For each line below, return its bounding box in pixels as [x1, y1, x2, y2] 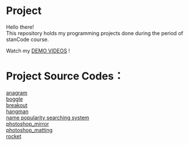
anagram [6, 89, 27, 96]
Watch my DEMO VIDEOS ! [6, 47, 70, 54]
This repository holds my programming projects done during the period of [6, 29, 184, 36]
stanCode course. [6, 36, 49, 43]
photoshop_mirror [6, 120, 50, 127]
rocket [6, 133, 22, 140]
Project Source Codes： [6, 70, 124, 83]
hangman [6, 108, 29, 115]
